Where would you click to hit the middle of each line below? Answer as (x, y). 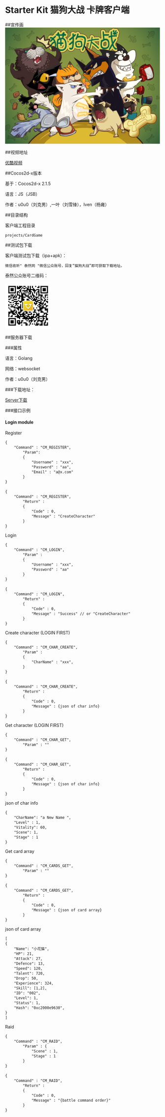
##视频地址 (16, 152)
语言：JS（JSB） (23, 194)
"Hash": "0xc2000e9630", (39, 1008)
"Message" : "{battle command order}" (71, 1101)
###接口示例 (18, 410)
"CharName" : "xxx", (52, 662)
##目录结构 (16, 215)
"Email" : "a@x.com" (52, 472)
